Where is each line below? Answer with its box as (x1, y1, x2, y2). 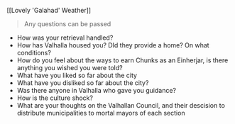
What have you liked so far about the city (16, 71, 138, 79)
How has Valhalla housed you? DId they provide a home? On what (16, 41, 210, 49)
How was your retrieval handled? (16, 33, 114, 42)
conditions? (16, 49, 51, 57)
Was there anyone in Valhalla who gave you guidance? (16, 86, 177, 94)
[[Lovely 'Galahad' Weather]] (6, 6, 92, 14)
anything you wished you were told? (16, 64, 123, 72)
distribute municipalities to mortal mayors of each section (16, 109, 185, 117)
